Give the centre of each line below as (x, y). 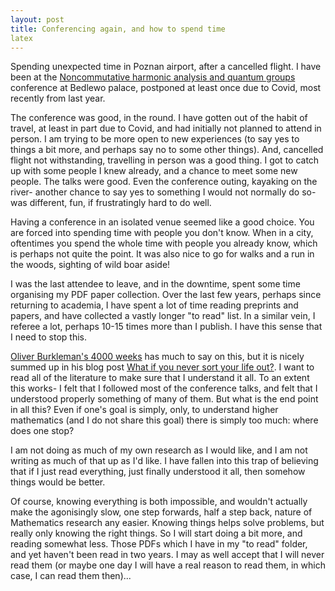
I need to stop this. (48, 337)
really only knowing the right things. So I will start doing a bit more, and (156, 533)
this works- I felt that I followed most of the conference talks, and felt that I (164, 388)
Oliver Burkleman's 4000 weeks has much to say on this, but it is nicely (157, 357)
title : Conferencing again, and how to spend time (118, 29)
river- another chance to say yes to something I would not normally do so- (163, 192)
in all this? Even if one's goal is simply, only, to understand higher (144, 410)
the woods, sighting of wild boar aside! (90, 265)
